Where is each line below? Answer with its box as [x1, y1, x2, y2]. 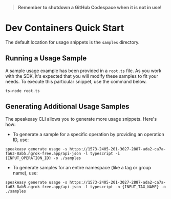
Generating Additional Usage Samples [5, 102, 130, 111]
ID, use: [12, 137, 29, 143]
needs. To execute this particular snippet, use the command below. [5, 78, 147, 84]
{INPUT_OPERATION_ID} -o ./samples [5, 156, 81, 161]
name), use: [12, 170, 38, 176]
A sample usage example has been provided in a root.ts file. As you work [5, 68, 162, 74]
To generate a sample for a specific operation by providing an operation [12, 131, 165, 137]
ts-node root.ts [5, 88, 40, 94]
